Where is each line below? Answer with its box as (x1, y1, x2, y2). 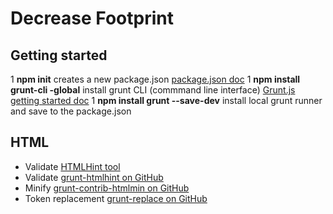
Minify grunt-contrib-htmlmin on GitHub (24, 182, 190, 194)
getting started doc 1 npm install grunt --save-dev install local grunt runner (10, 95, 323, 106)
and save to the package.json (10, 105, 132, 117)
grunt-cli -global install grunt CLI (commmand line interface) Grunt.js (10, 84, 296, 96)
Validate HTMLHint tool (24, 160, 121, 172)
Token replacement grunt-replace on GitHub (24, 192, 208, 204)
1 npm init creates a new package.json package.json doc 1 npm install (10, 73, 301, 85)
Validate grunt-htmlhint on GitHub (24, 171, 164, 183)
